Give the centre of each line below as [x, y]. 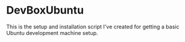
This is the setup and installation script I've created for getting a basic [93, 27]
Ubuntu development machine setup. [52, 33]
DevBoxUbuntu [45, 10]
